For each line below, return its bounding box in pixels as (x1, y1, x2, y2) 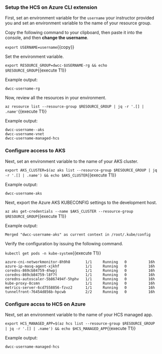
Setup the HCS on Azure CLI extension (5, 4, 97, 11)
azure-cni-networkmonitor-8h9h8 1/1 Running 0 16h (5, 259, 155, 264)
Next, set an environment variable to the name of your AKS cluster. (5, 158, 138, 164)
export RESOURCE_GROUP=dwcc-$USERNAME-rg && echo (5, 63, 108, 68)
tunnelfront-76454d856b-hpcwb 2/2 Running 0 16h (5, 289, 155, 294)
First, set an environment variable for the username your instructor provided (5, 15, 154, 21)
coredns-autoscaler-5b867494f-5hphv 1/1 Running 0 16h (5, 276, 155, 281)
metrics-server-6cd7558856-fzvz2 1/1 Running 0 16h (5, 285, 155, 290)
